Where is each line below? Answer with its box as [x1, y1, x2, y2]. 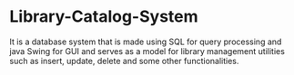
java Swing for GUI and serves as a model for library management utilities [9, 45, 285, 56]
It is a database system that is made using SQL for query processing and [9, 36, 282, 47]
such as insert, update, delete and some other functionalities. [9, 55, 239, 66]
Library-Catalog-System [9, 6, 198, 27]
